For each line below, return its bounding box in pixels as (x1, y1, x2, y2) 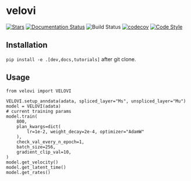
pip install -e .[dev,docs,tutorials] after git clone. (6, 55, 136, 62)
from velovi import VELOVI (6, 88, 72, 94)
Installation (6, 40, 48, 50)
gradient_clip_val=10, (16, 149, 72, 155)
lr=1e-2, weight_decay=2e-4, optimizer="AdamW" (27, 129, 144, 134)
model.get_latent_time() (6, 164, 66, 170)
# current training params (6, 108, 72, 114)
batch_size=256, (16, 144, 56, 150)
